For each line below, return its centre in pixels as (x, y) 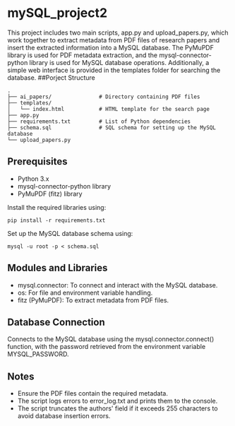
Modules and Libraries (58, 268)
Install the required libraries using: (57, 207)
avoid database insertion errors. (64, 416)
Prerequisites (37, 161)
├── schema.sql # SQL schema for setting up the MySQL (112, 128)
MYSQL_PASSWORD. (38, 354)
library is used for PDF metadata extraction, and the (83, 55)
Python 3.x (33, 179)
